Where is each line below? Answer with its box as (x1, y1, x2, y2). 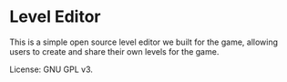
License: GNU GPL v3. (9, 64, 94, 75)
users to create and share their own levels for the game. (9, 46, 220, 56)
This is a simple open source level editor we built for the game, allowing (9, 36, 279, 47)
